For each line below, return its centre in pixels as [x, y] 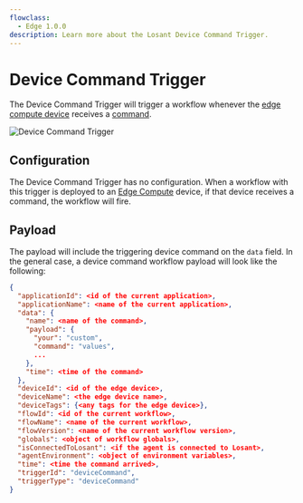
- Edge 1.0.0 [42, 26]
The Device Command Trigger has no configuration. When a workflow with [149, 182]
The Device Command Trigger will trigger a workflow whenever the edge [145, 104]
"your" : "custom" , [68, 338]
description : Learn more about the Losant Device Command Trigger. [139, 34]
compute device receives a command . [80, 114]
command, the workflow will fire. [70, 201]
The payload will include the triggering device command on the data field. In [151, 251]
